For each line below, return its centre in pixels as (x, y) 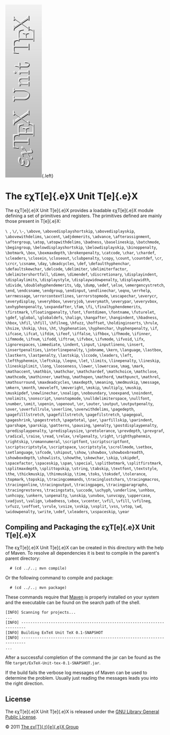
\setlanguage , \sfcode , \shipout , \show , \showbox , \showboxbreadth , (75, 452)
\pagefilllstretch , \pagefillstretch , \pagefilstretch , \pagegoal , (75, 414)
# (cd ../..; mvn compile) (38, 568)
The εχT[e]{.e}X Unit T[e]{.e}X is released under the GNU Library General (82, 711)
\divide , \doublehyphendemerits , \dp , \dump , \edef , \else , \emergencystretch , (85, 285)
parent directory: (23, 558)
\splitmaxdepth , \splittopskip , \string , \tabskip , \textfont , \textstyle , (82, 468)
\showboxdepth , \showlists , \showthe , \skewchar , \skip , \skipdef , (73, 457)
